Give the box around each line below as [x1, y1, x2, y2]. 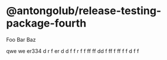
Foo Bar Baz [6, 36, 36, 43]
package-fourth [6, 16, 87, 30]
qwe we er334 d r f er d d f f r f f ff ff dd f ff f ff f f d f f [6, 47, 140, 54]
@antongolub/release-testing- [6, 4, 162, 18]
